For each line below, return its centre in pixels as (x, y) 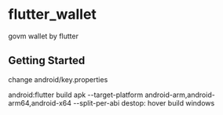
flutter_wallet (52, 14)
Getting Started (47, 61)
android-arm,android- (180, 95)
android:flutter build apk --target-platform (76, 95)
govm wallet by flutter (43, 36)
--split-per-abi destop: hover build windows (144, 102)
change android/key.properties (58, 79)
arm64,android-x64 (40, 102)
